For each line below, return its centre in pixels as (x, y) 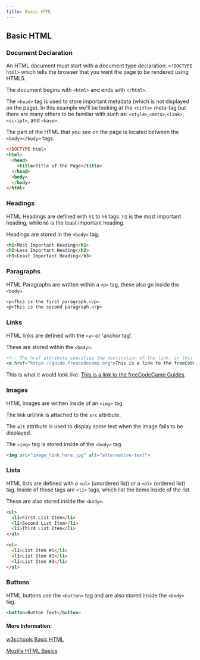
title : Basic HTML (29, 12)
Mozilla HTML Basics (32, 650)
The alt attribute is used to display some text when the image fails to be (95, 426)
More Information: (29, 626)
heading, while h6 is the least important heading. (65, 222)
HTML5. (16, 79)
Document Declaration (40, 52)
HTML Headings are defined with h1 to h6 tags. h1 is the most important (94, 216)
